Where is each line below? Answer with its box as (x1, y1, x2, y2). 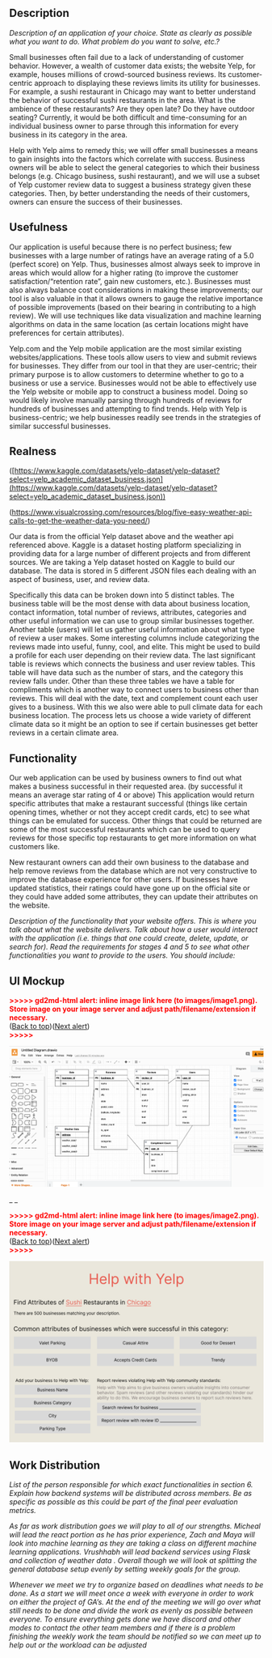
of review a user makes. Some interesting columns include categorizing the (9, 633, 260, 643)
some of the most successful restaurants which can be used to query (9, 825, 241, 835)
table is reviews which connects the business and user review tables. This (9, 659, 256, 669)
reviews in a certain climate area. (9, 728, 119, 738)
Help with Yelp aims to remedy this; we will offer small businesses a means (9, 145, 258, 155)
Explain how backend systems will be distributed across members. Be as (9, 1489, 253, 1499)
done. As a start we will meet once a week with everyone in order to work (9, 1588, 254, 1598)
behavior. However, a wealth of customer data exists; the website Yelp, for (9, 61, 256, 70)
